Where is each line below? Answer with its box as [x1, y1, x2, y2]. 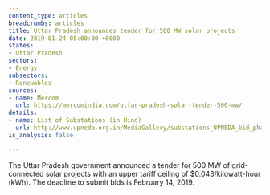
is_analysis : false [8, 131, 74, 139]
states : [8, 42, 35, 50]
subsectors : [8, 71, 48, 79]
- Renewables [8, 79, 52, 87]
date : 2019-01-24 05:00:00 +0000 [8, 34, 121, 43]
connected [8, 169, 44, 178]
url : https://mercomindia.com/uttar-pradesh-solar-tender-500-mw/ [15, 101, 243, 109]
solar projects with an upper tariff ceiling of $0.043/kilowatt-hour [45, 169, 261, 178]
